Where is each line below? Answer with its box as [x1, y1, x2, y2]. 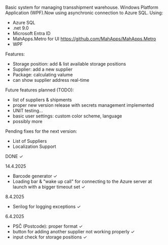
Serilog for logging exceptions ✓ [12, 203, 81, 209]
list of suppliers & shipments [12, 97, 72, 103]
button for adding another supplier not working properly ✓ [12, 229, 135, 234]
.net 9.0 [12, 25, 29, 31]
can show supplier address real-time [12, 77, 90, 83]
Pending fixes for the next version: [5, 128, 77, 134]
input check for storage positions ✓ [12, 234, 87, 240]
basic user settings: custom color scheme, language [12, 113, 122, 119]
